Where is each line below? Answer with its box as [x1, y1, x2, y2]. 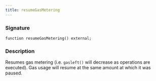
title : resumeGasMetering [5, 7, 60, 13]
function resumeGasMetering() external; [5, 36, 92, 41]
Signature [5, 24, 30, 31]
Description [5, 47, 35, 55]
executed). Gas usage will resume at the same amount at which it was [5, 65, 151, 71]
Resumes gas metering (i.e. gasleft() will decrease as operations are [5, 59, 150, 65]
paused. [5, 70, 23, 76]
